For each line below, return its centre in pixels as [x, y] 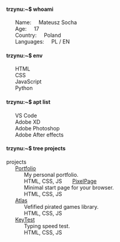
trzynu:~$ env [25, 56]
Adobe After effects [39, 135]
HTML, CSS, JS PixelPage [60, 181]
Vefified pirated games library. [61, 206]
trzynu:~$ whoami [30, 9]
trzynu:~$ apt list [28, 102]
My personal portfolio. [51, 174]
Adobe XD [28, 122]
